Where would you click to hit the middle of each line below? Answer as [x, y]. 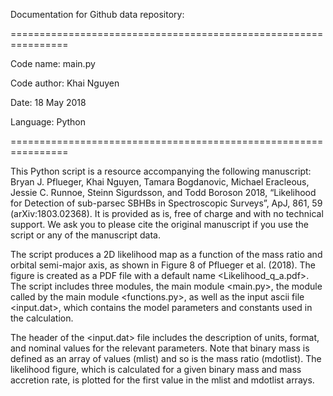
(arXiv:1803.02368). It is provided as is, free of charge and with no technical [167, 213]
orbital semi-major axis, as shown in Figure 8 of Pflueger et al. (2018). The [163, 265]
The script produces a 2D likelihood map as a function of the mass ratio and [166, 254]
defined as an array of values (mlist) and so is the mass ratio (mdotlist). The [166, 358]
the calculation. [42, 318]
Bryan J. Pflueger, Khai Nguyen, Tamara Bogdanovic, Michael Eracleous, [160, 182]
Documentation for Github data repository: [97, 14]
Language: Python [48, 122]
